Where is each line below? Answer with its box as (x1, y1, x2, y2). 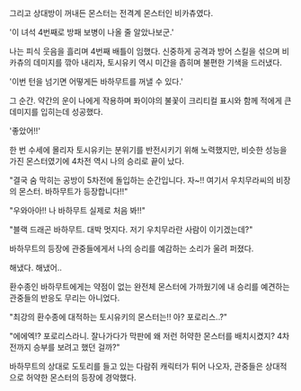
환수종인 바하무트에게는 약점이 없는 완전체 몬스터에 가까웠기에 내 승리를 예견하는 (9, 282, 290, 291)
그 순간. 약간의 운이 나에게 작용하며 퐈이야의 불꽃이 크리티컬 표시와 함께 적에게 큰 (9, 95, 292, 106)
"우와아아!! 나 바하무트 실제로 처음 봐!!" (9, 205, 146, 215)
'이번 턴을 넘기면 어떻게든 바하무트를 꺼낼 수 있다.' (9, 76, 184, 87)
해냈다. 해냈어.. (9, 263, 63, 273)
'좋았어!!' (9, 126, 41, 136)
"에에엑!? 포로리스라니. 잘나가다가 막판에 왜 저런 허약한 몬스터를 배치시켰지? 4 (9, 331, 283, 341)
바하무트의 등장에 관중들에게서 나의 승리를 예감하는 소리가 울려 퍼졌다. (9, 243, 254, 254)
